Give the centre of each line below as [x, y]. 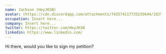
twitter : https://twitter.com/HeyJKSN [45, 28]
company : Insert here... [31, 23]
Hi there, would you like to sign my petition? [49, 46]
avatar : [13, 14]
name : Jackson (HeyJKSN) [31, 10]
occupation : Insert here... [34, 19]
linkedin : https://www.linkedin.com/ [44, 32]
